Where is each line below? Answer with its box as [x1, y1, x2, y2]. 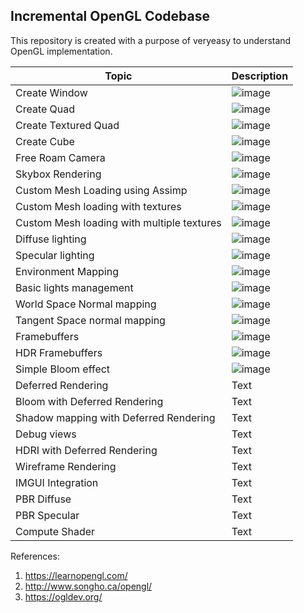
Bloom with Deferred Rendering [15, 394, 164, 408]
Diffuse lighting [15, 232, 87, 246]
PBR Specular [15, 508, 80, 522]
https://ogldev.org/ [24, 590, 103, 603]
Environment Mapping [15, 264, 120, 278]
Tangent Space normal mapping [15, 313, 166, 327]
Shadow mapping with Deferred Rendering [15, 410, 216, 424]
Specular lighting [15, 248, 95, 262]
